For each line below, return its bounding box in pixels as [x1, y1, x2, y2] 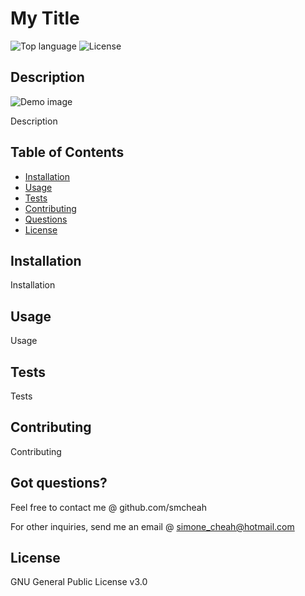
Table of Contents [10, 144, 125, 161]
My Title [10, 7, 80, 30]
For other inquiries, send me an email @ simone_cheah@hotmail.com [10, 520, 295, 532]
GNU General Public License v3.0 [10, 576, 148, 588]
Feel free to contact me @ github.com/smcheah [10, 501, 207, 513]
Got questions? [10, 475, 108, 492]
